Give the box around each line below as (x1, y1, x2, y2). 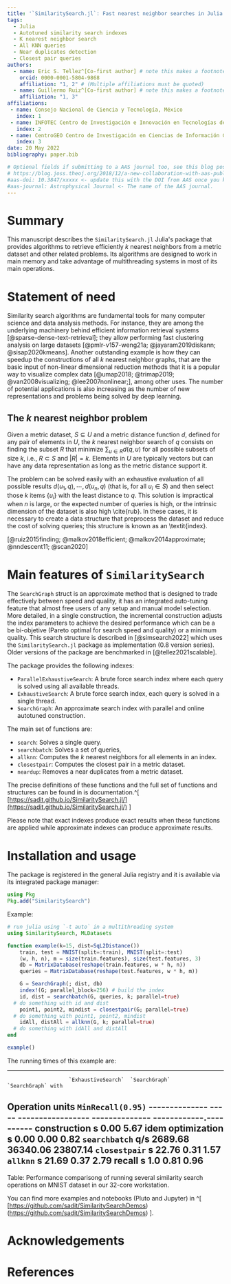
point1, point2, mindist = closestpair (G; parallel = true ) (19, 1006, 189, 1013)
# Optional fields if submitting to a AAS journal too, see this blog (7, 163, 214, 170)
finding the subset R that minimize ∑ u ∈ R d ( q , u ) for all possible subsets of (7, 445, 216, 455)
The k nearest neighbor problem (7, 412, 148, 424)
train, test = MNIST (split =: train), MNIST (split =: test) (19, 949, 184, 956)
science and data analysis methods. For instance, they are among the (7, 319, 204, 328)
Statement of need (7, 289, 115, 304)
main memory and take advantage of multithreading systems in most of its (7, 257, 218, 265)
